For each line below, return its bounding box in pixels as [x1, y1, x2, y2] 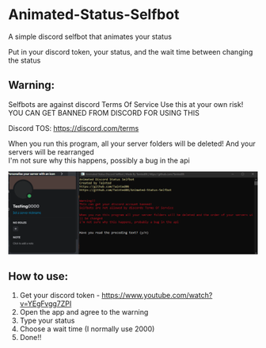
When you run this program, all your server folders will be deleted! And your [8, 139, 256, 148]
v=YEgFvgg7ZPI [19, 299, 72, 308]
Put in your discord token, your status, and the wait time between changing [8, 47, 253, 56]
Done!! [19, 333, 42, 342]
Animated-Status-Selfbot [8, 6, 180, 24]
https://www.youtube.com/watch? [101, 291, 213, 300]
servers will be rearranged [8, 147, 95, 156]
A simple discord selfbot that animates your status [8, 32, 173, 41]
